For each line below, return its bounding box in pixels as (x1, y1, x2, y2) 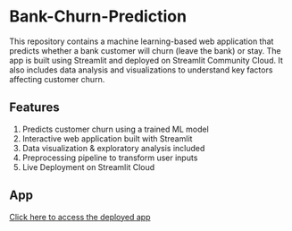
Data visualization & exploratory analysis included (21, 142, 205, 153)
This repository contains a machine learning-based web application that (9, 36, 274, 47)
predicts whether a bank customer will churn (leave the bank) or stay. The (9, 45, 281, 56)
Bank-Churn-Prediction (9, 6, 188, 27)
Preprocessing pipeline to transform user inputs (21, 152, 198, 163)
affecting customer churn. (9, 73, 105, 84)
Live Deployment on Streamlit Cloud (21, 161, 155, 172)
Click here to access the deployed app (9, 211, 151, 222)
